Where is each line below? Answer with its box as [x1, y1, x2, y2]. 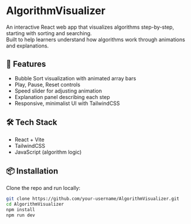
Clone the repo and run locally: [6, 185, 81, 192]
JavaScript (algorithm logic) [14, 148, 82, 155]
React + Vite [14, 136, 45, 143]
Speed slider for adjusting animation [14, 87, 103, 94]
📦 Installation [6, 166, 59, 176]
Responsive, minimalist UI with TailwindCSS [14, 100, 120, 107]
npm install [6, 207, 35, 213]
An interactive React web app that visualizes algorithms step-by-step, [6, 23, 175, 30]
